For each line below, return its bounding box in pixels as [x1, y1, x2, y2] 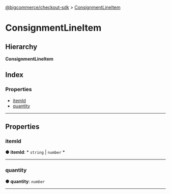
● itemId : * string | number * [5, 149, 65, 155]
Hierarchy [5, 42, 38, 51]
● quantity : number [5, 178, 45, 184]
